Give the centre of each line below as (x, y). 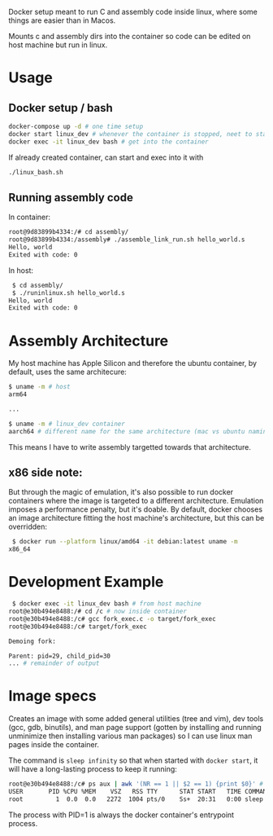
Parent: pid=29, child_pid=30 (60, 656)
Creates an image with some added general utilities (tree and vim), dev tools (136, 719)
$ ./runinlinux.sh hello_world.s (69, 293)
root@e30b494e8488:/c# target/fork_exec (78, 627)
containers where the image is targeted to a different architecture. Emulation (136, 501)
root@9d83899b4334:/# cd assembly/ (69, 232)
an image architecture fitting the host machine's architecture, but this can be (136, 518)
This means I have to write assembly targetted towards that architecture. (130, 447)
